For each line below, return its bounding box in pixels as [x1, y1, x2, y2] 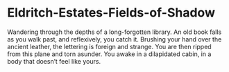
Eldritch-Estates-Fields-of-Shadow [7, 5, 215, 21]
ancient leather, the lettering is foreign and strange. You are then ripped [7, 42, 212, 51]
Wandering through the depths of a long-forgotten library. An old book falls [7, 28, 222, 36]
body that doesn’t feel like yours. [7, 57, 101, 65]
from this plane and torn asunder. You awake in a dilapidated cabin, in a [7, 50, 212, 58]
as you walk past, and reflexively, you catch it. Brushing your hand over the [7, 35, 222, 43]
